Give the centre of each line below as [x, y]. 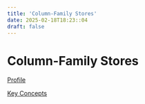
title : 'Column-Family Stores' [52, 14]
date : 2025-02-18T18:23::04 [48, 20]
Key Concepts [27, 94]
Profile [17, 80]
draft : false [26, 26]
